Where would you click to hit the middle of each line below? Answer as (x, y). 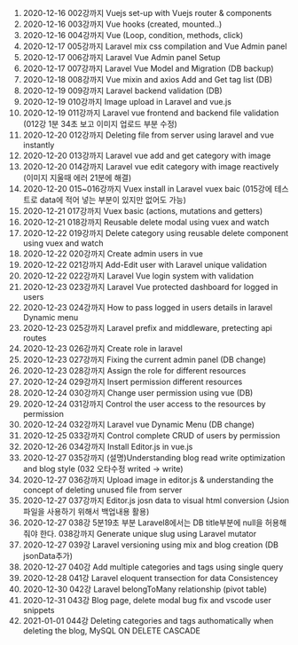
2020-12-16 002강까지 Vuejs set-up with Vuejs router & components (147, 13)
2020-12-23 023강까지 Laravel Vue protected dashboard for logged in (150, 287)
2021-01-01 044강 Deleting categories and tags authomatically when (148, 621)
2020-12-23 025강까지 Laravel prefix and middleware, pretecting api (148, 328)
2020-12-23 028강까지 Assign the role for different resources (134, 370)
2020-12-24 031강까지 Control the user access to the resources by (144, 404)
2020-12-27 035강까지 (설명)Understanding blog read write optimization (154, 458)
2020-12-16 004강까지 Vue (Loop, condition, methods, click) (133, 35)
